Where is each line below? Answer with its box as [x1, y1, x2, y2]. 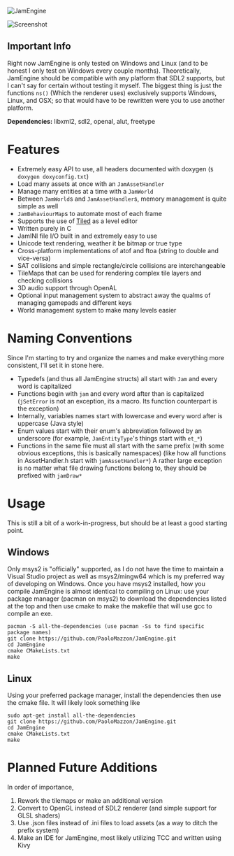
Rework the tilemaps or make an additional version [17, 797, 163, 805]
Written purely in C [17, 224, 72, 232]
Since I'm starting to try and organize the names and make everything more [7, 353, 225, 362]
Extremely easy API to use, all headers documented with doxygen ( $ [17, 164, 214, 173]
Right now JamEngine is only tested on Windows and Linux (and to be [7, 59, 208, 67]
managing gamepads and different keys [17, 298, 132, 307]
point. [7, 526, 24, 534]
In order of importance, [7, 783, 74, 792]
